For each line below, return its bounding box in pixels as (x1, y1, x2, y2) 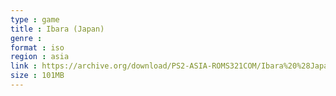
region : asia (10, 52, 70, 62)
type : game (10, 14, 60, 25)
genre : (10, 33, 43, 43)
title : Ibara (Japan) (10, 24, 105, 34)
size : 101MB (10, 71, 65, 81)
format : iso (10, 42, 65, 53)
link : (10, 61, 38, 71)
